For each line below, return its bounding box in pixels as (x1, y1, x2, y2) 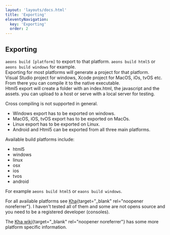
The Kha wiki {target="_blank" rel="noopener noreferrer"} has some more (5, 218, 159, 224)
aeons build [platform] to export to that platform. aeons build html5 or (5, 58, 156, 64)
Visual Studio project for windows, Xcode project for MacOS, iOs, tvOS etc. (5, 74, 162, 81)
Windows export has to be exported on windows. (12, 110, 116, 116)
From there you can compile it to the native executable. (5, 80, 120, 86)
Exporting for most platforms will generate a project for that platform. (5, 69, 150, 75)
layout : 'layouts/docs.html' (5, 7, 67, 13)
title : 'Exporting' (5, 12, 47, 17)
